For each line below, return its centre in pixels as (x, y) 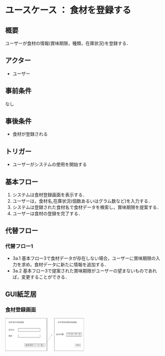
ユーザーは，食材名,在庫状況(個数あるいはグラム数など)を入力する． (82, 201)
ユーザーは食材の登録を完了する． (47, 214)
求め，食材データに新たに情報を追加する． (65, 264)
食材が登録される (30, 134)
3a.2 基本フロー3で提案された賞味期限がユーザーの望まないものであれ (85, 270)
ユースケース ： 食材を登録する (68, 10)
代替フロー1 (19, 246)
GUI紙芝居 (21, 294)
